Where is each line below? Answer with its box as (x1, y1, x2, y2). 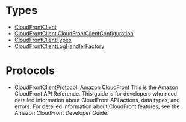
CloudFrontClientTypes (14, 36, 72, 43)
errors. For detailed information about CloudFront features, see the (14, 103, 180, 110)
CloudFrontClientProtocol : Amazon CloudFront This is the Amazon (14, 84, 179, 91)
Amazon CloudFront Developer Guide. (14, 109, 109, 116)
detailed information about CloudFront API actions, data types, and (14, 96, 180, 103)
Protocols (5, 64, 55, 78)
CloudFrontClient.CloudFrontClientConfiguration (14, 29, 134, 37)
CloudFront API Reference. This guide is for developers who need (14, 90, 178, 97)
